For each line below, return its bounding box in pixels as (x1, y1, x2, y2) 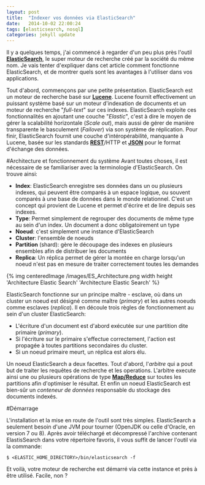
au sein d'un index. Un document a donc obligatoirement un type (15, 222, 180, 229)
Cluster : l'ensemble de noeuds (15, 235, 94, 242)
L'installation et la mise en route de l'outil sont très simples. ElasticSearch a (6, 417, 196, 424)
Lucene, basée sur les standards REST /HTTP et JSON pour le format (6, 139, 181, 146)
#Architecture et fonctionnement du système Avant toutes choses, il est (6, 157, 188, 165)
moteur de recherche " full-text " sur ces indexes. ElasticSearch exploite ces (6, 106, 196, 114)
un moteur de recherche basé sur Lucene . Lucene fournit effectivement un (6, 93, 196, 101)
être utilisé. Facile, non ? (6, 472, 68, 479)
